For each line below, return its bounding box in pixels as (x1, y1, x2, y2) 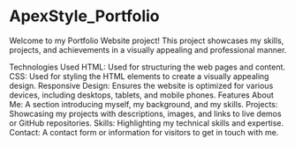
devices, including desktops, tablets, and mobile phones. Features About (9, 90, 274, 100)
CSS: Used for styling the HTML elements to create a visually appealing (9, 70, 269, 81)
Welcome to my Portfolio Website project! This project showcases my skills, (9, 35, 284, 46)
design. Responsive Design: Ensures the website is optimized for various (9, 80, 274, 91)
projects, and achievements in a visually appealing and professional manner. (9, 44, 287, 55)
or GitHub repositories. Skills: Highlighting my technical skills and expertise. (9, 117, 284, 128)
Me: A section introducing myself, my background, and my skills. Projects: (9, 99, 278, 109)
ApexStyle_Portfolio (9, 6, 161, 26)
